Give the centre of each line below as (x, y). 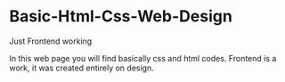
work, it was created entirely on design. (81, 68)
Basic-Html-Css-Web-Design (121, 16)
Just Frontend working (51, 41)
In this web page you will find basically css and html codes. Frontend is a (143, 58)
